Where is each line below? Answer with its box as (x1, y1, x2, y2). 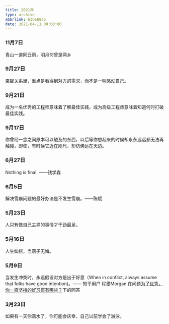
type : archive (5, 12, 35, 17)
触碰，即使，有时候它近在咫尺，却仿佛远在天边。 (5, 143, 107, 149)
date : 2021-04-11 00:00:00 (5, 21, 62, 27)
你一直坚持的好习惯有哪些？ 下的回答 (5, 287, 80, 293)
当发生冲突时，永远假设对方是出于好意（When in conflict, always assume (5, 274, 157, 280)
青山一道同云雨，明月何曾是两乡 (5, 51, 71, 58)
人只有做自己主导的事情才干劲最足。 (5, 222, 80, 228)
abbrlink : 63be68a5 (5, 17, 46, 22)
